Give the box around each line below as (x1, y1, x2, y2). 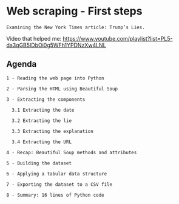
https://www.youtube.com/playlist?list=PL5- (62, 35, 173, 42)
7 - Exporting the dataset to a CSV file (6, 181, 113, 188)
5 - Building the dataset (6, 160, 72, 166)
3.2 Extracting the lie (12, 117, 72, 124)
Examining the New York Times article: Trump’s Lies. (6, 24, 146, 30)
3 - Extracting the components (6, 96, 86, 103)
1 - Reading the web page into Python (6, 75, 104, 81)
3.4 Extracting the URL (12, 138, 72, 145)
